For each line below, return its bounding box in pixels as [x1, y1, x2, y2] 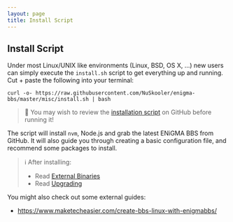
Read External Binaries [34, 172, 100, 181]
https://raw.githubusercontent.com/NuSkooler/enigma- [35, 90, 196, 97]
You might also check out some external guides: [7, 193, 146, 202]
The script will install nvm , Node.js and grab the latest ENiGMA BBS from [7, 129, 214, 137]
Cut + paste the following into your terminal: [7, 76, 134, 85]
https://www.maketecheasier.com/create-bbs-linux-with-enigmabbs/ [17, 207, 218, 215]
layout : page [7, 10, 45, 18]
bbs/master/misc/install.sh [7, 96, 90, 103]
